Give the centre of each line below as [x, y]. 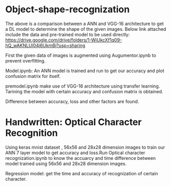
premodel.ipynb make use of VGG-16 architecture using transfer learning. [83, 86]
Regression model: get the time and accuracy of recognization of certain [82, 173]
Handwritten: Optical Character [73, 122]
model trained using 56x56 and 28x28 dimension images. [66, 163]
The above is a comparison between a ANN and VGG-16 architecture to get [84, 24]
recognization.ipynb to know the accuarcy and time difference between [81, 158]
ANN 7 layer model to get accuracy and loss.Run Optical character [75, 153]
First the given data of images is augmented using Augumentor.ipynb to [81, 55]
